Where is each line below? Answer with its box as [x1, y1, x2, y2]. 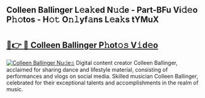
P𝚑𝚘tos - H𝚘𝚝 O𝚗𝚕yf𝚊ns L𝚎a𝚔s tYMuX [6, 15, 159, 25]
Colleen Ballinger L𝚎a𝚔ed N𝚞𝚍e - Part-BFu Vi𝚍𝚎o [6, 5, 198, 15]
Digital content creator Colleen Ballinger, [76, 59, 178, 66]
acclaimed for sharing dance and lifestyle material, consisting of [6, 66, 168, 73]
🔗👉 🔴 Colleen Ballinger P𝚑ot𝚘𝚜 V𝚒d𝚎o [6, 40, 158, 50]
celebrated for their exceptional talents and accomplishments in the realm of [6, 79, 199, 86]
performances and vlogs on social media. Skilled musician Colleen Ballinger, [6, 73, 199, 80]
